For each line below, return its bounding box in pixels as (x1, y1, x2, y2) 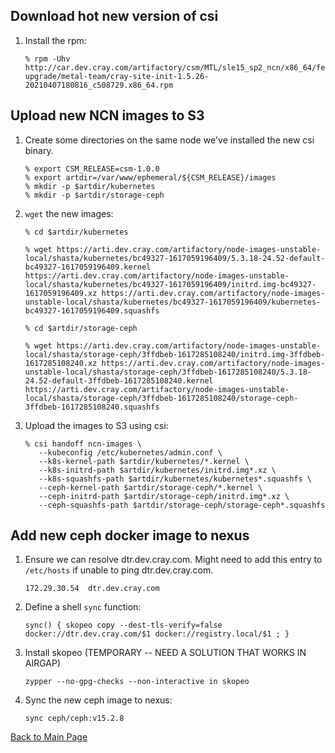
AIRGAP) (24, 657, 62, 669)
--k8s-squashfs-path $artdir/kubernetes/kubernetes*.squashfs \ (38, 474, 312, 484)
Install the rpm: (24, 34, 87, 46)
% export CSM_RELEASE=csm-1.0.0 (24, 164, 160, 174)
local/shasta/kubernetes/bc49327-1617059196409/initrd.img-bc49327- (24, 279, 317, 289)
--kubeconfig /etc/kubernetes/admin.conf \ (38, 447, 223, 458)
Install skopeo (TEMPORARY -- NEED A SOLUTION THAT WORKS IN (24, 647, 307, 659)
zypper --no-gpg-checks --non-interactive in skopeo (24, 677, 250, 687)
